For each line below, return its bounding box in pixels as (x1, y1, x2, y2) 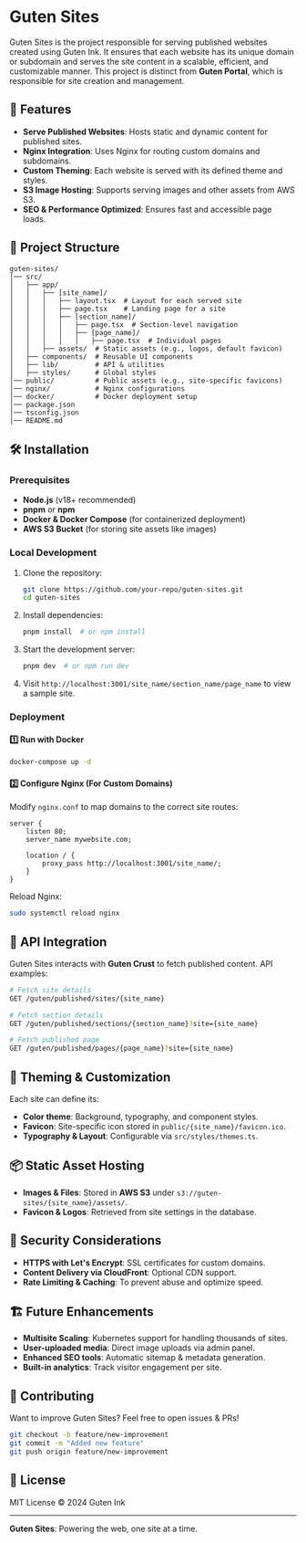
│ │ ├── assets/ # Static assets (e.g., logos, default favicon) (9, 344, 283, 353)
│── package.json (9, 400, 76, 409)
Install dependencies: (22, 610, 104, 621)
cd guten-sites (22, 593, 81, 603)
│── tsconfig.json (9, 408, 79, 417)
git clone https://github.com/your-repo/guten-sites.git (22, 584, 244, 594)
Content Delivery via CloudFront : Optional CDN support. (22, 1266, 237, 1277)
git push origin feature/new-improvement (9, 1447, 169, 1456)
